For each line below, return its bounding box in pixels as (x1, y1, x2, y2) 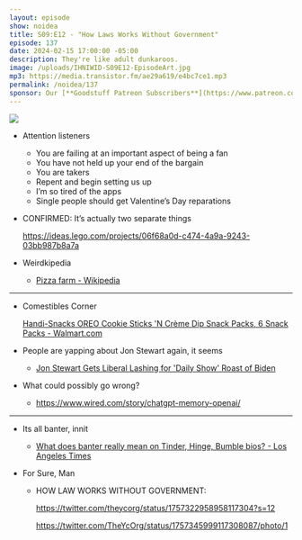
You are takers (35, 166, 90, 177)
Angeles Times (35, 450, 92, 461)
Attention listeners (22, 130, 91, 140)
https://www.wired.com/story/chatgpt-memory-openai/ (35, 397, 241, 408)
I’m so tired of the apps (35, 185, 122, 196)
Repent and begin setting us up (35, 176, 152, 187)
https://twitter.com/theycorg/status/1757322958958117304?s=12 (35, 502, 276, 513)
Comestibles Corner (22, 301, 97, 311)
